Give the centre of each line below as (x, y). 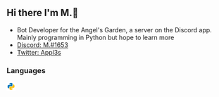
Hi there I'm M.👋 (43, 13)
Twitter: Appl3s (39, 52)
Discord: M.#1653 (42, 45)
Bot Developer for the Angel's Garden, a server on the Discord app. (114, 30)
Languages (26, 70)
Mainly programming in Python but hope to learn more (95, 37)
